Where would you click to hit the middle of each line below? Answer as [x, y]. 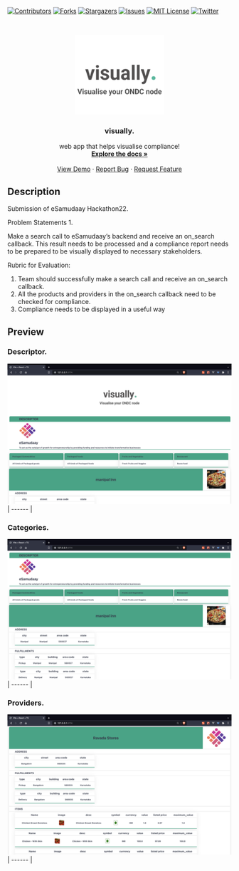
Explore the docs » [119, 154]
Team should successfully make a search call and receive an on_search [123, 279]
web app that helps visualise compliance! [119, 147]
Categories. [28, 527]
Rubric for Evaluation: [39, 265]
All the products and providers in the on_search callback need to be [117, 294]
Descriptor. [27, 352]
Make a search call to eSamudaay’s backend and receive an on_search [111, 236]
